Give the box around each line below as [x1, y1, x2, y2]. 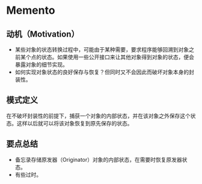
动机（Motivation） [6, 29, 79, 39]
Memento [6, 4, 55, 17]
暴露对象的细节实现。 [14, 61, 68, 68]
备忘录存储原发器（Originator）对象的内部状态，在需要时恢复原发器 [14, 156, 182, 163]
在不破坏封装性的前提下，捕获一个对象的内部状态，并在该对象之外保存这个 [6, 112, 191, 119]
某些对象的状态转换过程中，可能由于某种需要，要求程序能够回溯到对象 [14, 46, 189, 53]
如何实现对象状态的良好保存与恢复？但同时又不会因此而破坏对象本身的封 [14, 68, 194, 76]
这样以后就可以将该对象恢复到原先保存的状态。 [16, 119, 133, 126]
